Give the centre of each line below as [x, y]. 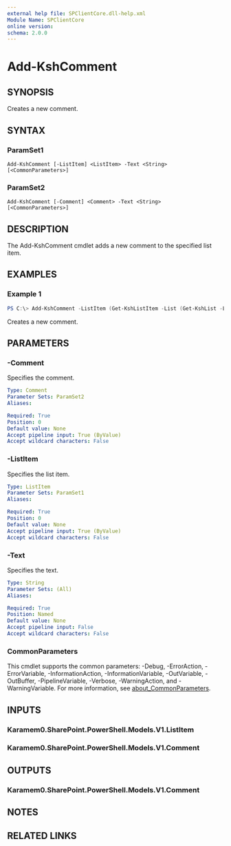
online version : [30, 26]
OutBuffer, [22, 681]
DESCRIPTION [38, 229]
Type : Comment [27, 391]
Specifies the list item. [38, 474]
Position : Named [30, 615]
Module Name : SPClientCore [46, 20]
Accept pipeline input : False [51, 628]
